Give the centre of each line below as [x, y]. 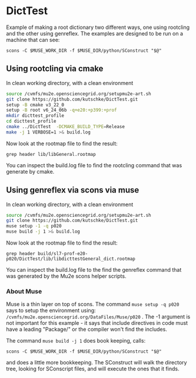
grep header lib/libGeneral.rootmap [51, 154]
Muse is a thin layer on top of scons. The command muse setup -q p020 [93, 304]
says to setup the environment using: [51, 311]
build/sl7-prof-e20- [63, 254]
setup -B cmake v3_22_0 [35, 105]
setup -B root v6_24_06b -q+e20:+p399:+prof [62, 110]
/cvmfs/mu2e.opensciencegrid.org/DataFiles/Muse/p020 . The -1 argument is [98, 317]
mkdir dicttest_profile [35, 116]
